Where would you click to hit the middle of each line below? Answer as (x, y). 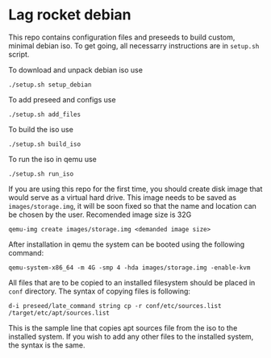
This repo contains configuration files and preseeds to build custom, (122, 37)
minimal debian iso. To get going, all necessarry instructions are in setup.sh (134, 45)
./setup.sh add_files (45, 114)
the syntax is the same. (47, 345)
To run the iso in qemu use (52, 159)
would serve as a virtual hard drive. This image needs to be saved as (122, 197)
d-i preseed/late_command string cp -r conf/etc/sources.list (115, 306)
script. (19, 54)
